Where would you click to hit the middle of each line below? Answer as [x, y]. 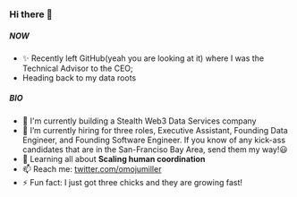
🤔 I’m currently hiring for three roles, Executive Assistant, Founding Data [155, 130]
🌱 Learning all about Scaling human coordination [114, 158]
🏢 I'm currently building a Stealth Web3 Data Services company [139, 121]
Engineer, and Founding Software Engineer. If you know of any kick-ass [154, 140]
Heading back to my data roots [79, 77]
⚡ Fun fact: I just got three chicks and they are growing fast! [132, 182]
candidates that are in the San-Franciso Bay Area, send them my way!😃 [155, 149]
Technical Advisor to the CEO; [78, 68]
